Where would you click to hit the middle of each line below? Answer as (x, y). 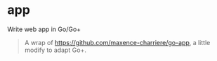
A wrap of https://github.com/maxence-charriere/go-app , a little (117, 42)
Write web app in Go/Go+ (44, 29)
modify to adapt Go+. (55, 50)
